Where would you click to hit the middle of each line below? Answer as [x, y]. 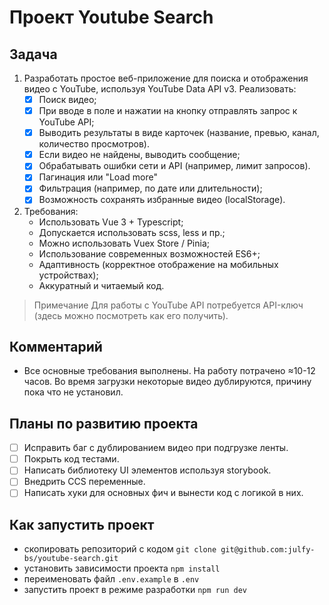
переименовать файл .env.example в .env [111, 579]
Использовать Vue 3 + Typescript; [111, 222]
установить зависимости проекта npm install [122, 568]
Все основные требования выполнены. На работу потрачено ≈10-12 [169, 371]
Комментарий [56, 346]
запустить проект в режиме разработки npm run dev [135, 590]
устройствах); [68, 275]
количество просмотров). [94, 144]
